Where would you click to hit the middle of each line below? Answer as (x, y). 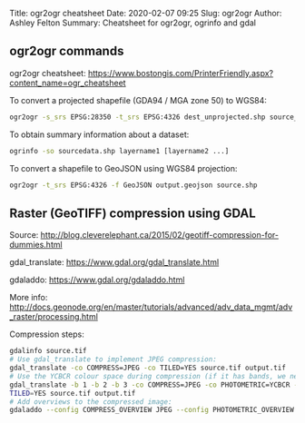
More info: (29, 298)
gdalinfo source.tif (49, 351)
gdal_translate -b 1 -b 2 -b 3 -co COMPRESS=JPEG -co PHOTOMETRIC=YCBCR (150, 385)
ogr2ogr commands (67, 51)
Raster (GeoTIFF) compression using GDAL (133, 213)
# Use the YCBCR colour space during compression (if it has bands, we (148, 376)
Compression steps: (47, 334)
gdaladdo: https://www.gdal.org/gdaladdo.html (97, 280)
